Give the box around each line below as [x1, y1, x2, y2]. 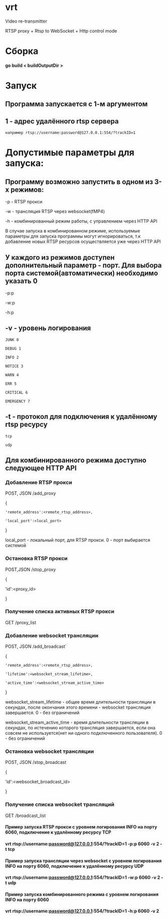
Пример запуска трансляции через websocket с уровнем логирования [5, 858, 162, 864]
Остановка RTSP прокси [5, 555, 68, 562]
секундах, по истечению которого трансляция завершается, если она [5, 725, 155, 731]
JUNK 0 [5, 337, 19, 342]
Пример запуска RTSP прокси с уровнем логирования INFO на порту [5, 824, 157, 830]
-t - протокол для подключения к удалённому [5, 412, 157, 421]
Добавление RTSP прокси [5, 479, 72, 486]
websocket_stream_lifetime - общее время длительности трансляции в [5, 699, 156, 705]
